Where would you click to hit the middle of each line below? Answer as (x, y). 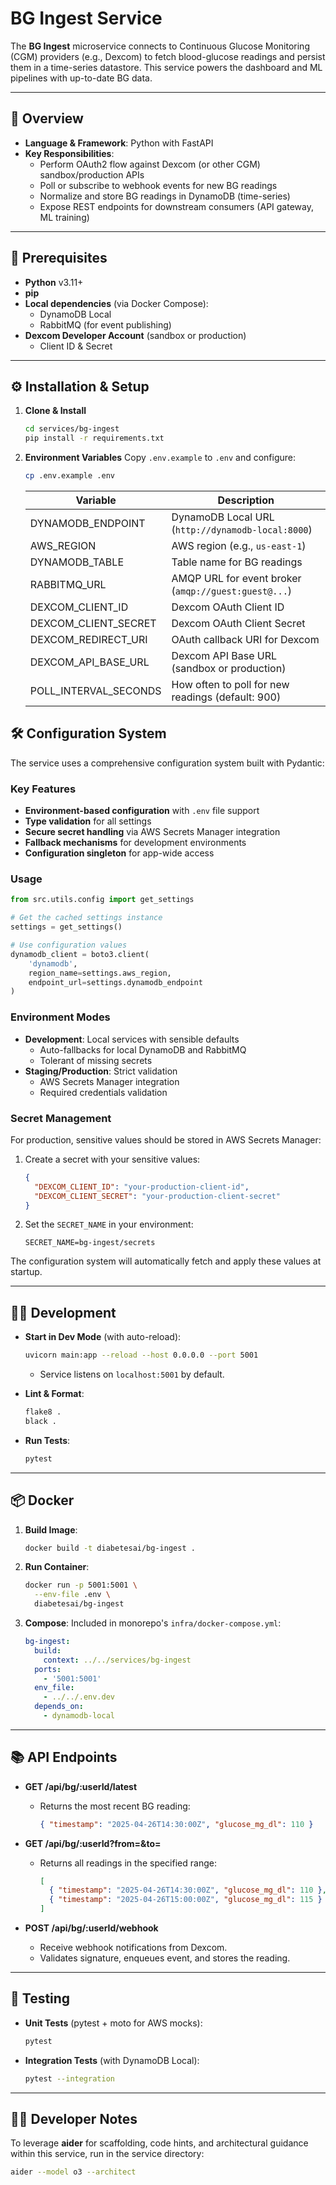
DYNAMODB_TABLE (76, 562)
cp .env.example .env (69, 476)
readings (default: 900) (226, 697)
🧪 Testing (40, 1998)
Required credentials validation (103, 1092)
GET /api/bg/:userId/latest (81, 1786)
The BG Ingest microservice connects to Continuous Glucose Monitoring (160, 46)
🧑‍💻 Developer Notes (74, 2119)
